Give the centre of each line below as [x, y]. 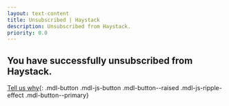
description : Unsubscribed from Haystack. [69, 26]
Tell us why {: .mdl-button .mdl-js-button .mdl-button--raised [93, 88]
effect [16, 95]
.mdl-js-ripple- [201, 88]
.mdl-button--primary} [57, 95]
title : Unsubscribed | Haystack [53, 20]
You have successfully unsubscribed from [100, 60]
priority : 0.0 [28, 33]
